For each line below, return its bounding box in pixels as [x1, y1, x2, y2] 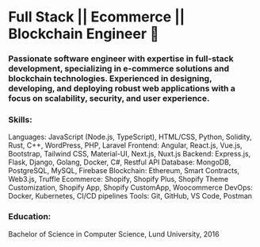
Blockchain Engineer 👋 [8, 25, 160, 43]
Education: [8, 211, 52, 222]
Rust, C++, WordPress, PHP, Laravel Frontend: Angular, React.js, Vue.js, [8, 141, 243, 150]
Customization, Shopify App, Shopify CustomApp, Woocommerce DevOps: [8, 183, 253, 192]
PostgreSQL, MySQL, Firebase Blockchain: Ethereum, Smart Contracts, [8, 166, 240, 176]
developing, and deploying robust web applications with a [8, 83, 235, 95]
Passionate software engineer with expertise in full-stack [8, 53, 234, 64]
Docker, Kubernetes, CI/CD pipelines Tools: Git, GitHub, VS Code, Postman [8, 191, 252, 201]
